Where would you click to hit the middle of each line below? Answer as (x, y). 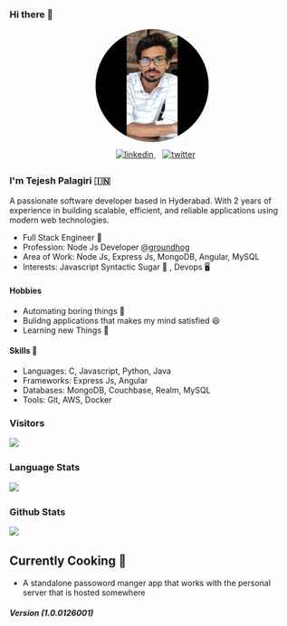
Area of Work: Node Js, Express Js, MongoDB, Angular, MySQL (141, 256)
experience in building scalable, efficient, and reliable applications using (144, 210)
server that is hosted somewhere (84, 593)
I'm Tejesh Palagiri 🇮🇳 (60, 181)
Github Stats (38, 512)
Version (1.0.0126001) (52, 613)
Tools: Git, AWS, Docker (67, 400)
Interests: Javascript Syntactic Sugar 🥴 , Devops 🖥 (116, 267)
